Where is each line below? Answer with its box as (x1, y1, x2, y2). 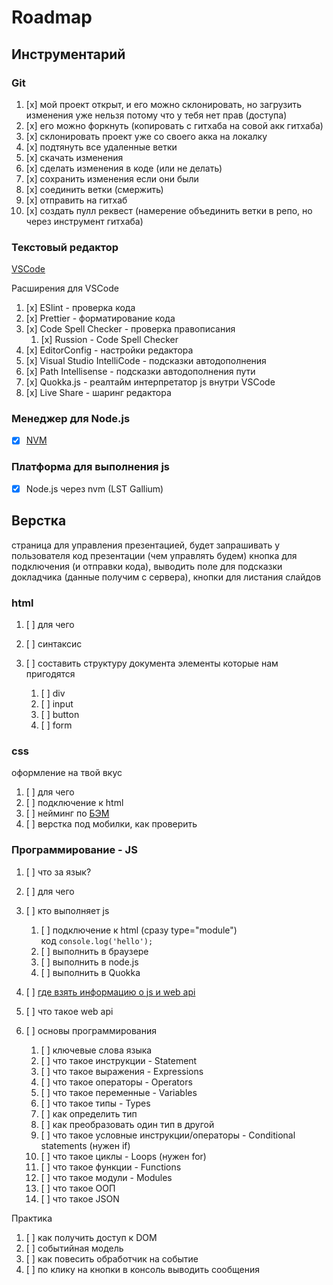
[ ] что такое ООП (40, 1182, 116, 1194)
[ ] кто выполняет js (25, 904, 110, 916)
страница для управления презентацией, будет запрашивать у (11, 539, 281, 551)
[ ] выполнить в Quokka (40, 966, 141, 978)
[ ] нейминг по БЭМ (25, 807, 110, 820)
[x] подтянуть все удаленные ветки (25, 141, 178, 153)
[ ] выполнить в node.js (40, 956, 139, 968)
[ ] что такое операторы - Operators (40, 1076, 193, 1088)
